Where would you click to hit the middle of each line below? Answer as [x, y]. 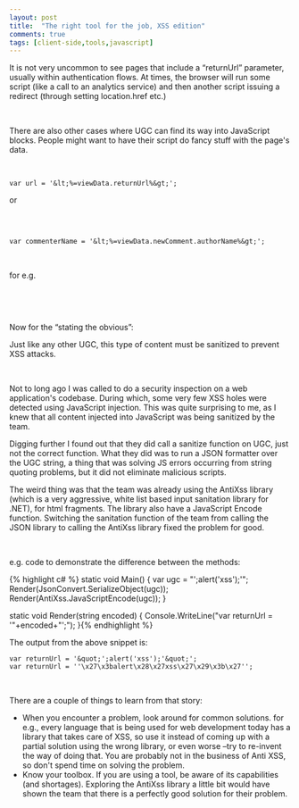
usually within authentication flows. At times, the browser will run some [140, 78]
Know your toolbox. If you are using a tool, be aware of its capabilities [150, 775]
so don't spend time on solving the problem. [103, 765]
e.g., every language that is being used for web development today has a [156, 728]
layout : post [33, 17]
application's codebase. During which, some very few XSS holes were [138, 398]
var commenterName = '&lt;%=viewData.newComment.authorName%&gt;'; [137, 242]
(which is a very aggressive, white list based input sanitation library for [139, 499]
